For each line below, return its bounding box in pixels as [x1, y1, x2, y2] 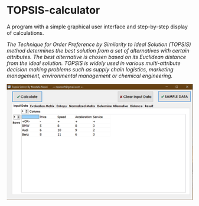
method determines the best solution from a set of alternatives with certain [6, 47, 190, 54]
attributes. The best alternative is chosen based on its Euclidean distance [6, 53, 187, 60]
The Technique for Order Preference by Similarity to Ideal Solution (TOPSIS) [6, 41, 191, 48]
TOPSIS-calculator [6, 4, 100, 17]
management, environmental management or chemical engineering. [6, 72, 173, 79]
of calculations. [6, 29, 44, 36]
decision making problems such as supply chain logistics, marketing [6, 66, 174, 73]
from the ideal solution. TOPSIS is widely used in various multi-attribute [6, 60, 181, 67]
